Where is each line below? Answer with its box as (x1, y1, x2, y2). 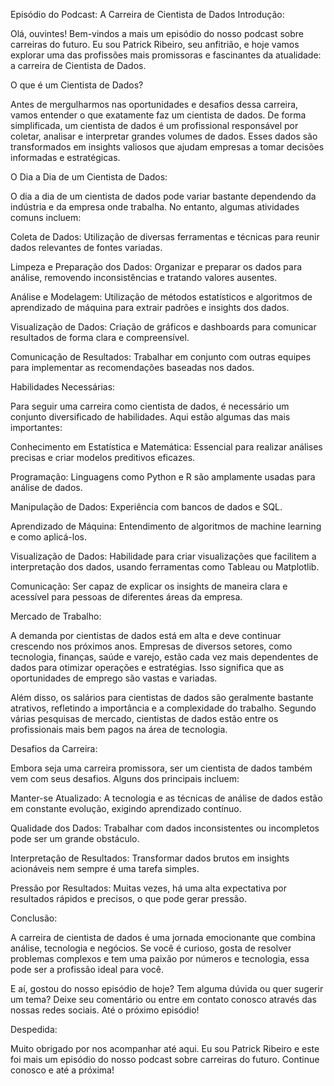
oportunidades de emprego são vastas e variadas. (10, 672, 218, 684)
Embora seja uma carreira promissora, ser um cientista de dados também (10, 762, 313, 774)
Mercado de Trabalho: (10, 610, 102, 622)
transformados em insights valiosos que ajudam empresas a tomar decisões (10, 141, 325, 153)
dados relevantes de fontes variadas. (10, 242, 163, 253)
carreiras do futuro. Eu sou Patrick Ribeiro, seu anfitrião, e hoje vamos (10, 39, 300, 50)
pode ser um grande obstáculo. (10, 833, 140, 844)
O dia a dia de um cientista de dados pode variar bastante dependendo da (10, 190, 317, 202)
